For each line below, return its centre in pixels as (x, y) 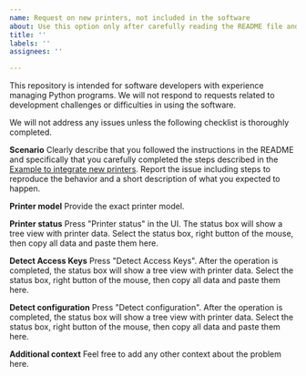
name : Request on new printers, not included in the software (130, 18)
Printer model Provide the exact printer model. (97, 207)
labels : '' (30, 43)
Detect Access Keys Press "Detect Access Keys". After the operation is (144, 261)
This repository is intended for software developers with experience (137, 86)
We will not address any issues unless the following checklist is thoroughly (149, 123)
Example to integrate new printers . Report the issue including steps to (140, 169)
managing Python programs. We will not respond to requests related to (142, 96)
